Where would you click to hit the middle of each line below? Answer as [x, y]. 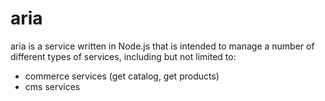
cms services [52, 86]
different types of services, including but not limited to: [123, 56]
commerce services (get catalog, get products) [122, 76]
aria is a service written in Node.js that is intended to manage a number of [162, 46]
